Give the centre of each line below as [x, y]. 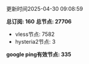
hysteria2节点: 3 [35, 42]
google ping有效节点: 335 [39, 54]
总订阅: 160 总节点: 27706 [39, 22]
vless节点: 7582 [35, 34]
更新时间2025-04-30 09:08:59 [45, 9]
